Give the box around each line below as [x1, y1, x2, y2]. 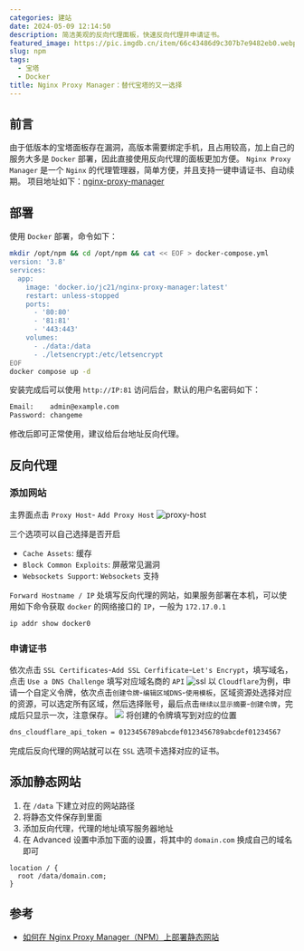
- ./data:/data [33, 341, 91, 351]
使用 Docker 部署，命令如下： [9, 231, 118, 242]
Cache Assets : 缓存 [22, 547, 92, 558]
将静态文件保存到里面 [22, 812, 102, 822]
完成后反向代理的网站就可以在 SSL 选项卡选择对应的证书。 [9, 744, 224, 756]
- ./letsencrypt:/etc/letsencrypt [33, 350, 165, 359]
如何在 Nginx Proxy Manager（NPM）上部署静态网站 [22, 932, 220, 943]
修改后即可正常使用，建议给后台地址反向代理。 [9, 428, 184, 439]
